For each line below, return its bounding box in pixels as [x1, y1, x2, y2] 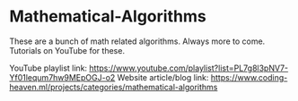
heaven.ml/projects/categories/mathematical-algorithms [9, 81, 218, 92]
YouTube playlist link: [9, 63, 88, 73]
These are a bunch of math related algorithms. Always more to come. [9, 36, 266, 46]
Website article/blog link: [117, 72, 209, 82]
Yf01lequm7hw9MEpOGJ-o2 [9, 72, 116, 82]
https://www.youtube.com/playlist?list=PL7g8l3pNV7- [89, 63, 289, 73]
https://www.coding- [210, 72, 288, 82]
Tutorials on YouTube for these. [9, 45, 126, 55]
